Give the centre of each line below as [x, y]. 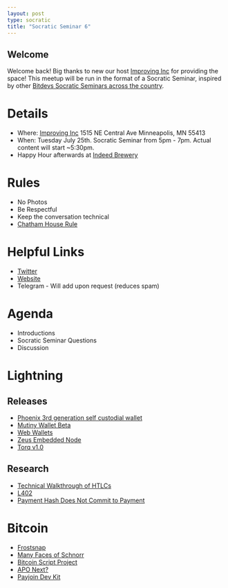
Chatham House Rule [47, 224]
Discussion [33, 347]
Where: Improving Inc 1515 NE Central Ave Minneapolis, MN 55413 [111, 133]
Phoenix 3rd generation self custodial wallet [80, 417]
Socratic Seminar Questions [57, 340]
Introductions [36, 333]
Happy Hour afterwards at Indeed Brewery [77, 155]
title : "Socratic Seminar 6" [49, 26]
